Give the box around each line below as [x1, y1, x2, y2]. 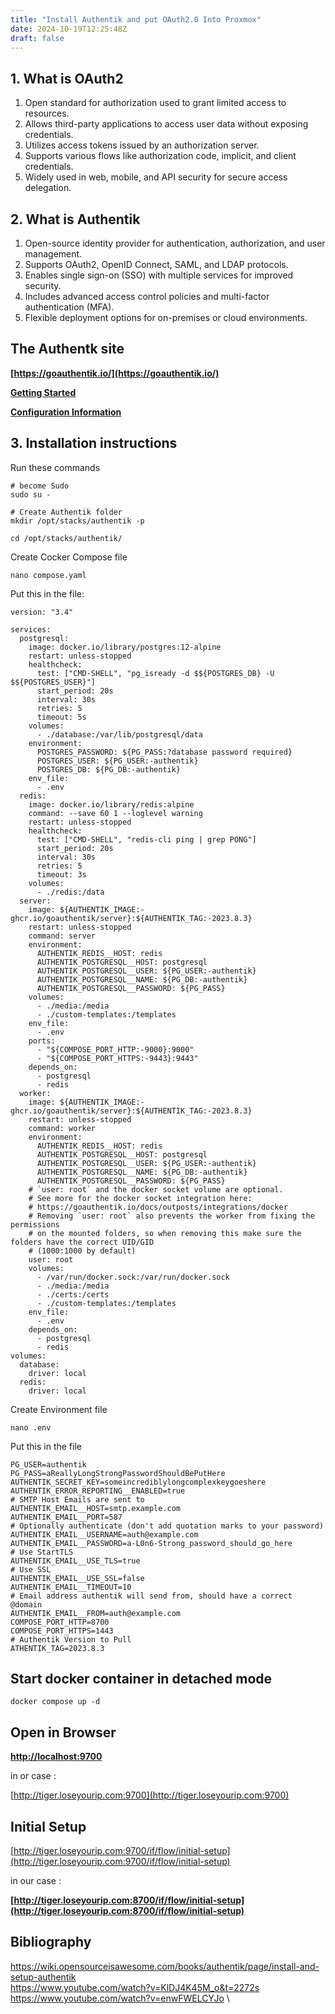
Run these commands [10, 461, 101, 473]
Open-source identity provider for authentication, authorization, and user [24, 237, 326, 249]
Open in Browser [10, 1724, 117, 1741]
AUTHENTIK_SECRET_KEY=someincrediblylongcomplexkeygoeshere [10, 1477, 267, 1487]
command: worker [28, 1123, 97, 1133]
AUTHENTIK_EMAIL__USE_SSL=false [10, 1573, 145, 1583]
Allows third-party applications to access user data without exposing [24, 118, 309, 130]
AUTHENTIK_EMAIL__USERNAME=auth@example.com [10, 1529, 199, 1540]
